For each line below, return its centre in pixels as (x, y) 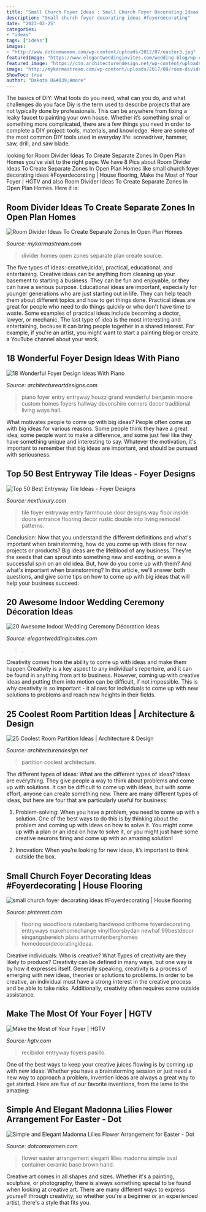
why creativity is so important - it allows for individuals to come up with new (102, 689)
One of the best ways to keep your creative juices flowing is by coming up (100, 1064)
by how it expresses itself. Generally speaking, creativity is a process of (97, 968)
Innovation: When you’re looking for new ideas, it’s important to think (102, 850)
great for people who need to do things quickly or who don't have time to (99, 306)
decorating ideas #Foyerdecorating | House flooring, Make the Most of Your (102, 175)
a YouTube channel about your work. (53, 339)
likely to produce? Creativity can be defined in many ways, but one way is (99, 962)
